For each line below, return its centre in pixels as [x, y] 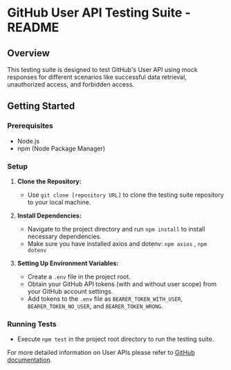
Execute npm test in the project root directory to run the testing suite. [115, 339]
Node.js [28, 141]
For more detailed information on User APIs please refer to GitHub [101, 353]
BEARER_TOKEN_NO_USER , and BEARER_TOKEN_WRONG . [95, 306]
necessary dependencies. [64, 236]
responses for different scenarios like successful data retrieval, [97, 77]
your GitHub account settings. [70, 291]
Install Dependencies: [49, 215]
